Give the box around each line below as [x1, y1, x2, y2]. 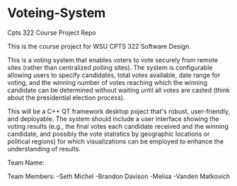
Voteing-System [7, 5, 106, 21]
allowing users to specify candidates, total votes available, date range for [7, 71, 221, 79]
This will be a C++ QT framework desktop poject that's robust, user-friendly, [7, 107, 231, 115]
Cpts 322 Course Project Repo [7, 28, 97, 37]
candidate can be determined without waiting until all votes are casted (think [7, 86, 231, 94]
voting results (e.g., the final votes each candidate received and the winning [7, 122, 229, 130]
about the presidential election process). [7, 93, 125, 102]
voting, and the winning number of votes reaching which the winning [7, 78, 207, 86]
